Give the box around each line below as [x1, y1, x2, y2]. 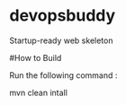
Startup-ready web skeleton [9, 35, 113, 46]
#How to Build [9, 52, 62, 63]
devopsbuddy [9, 5, 116, 26]
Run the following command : [9, 69, 118, 81]
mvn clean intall [9, 87, 67, 98]
